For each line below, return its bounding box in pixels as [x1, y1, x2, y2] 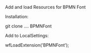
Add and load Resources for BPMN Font [5, 4, 86, 10]
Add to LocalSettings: [5, 33, 49, 38]
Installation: [5, 14, 29, 19]
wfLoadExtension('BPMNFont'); [5, 42, 69, 48]
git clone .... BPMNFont [5, 23, 52, 29]
